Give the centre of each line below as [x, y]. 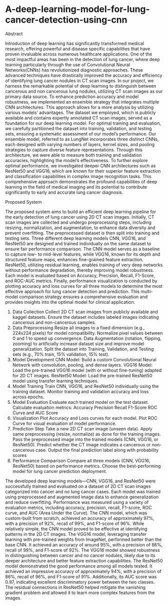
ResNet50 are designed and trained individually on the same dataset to [78, 243]
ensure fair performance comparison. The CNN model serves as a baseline [82, 249]
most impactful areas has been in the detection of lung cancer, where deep [82, 59]
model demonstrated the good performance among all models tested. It [79, 566]
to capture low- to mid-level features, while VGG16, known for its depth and [83, 254]
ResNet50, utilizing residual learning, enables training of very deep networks [84, 265]
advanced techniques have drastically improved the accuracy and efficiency [84, 75]
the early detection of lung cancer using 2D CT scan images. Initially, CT [80, 217]
